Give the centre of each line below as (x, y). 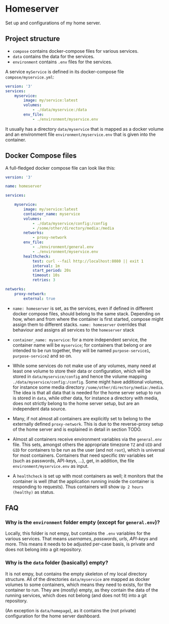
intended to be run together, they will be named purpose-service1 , (81, 350)
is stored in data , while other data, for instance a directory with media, (86, 398)
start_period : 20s (52, 271)
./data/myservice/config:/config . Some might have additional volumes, (88, 382)
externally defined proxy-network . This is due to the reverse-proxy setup (88, 424)
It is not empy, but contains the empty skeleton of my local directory (76, 574)
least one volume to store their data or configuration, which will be (81, 371)
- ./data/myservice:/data (59, 110)
